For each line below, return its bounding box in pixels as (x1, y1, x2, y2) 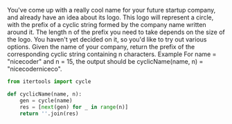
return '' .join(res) (19, 110, 79, 117)
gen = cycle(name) (19, 97, 73, 104)
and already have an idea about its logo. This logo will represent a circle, (7, 13, 214, 21)
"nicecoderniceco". (7, 65, 62, 73)
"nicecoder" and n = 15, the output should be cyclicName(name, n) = (7, 57, 204, 65)
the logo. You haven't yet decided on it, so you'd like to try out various (7, 35, 207, 44)
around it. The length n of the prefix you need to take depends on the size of (7, 28, 225, 36)
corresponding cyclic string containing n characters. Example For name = (7, 50, 217, 58)
